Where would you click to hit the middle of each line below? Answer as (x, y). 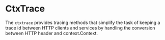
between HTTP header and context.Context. (52, 33)
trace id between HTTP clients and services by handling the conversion (80, 27)
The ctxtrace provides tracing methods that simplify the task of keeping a (83, 22)
